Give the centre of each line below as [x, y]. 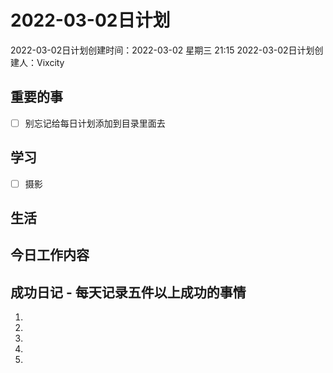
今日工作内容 [50, 255]
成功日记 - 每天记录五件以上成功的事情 [128, 292]
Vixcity [50, 62]
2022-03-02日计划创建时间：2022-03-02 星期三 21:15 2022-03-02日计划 [162, 50]
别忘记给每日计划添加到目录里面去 [95, 123]
